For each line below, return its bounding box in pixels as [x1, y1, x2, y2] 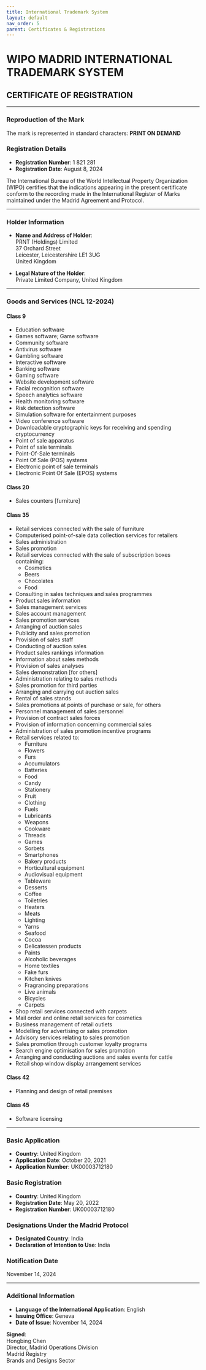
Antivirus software [15, 346, 62, 353]
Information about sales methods [15, 655, 99, 663]
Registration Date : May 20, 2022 [15, 1199, 99, 1206]
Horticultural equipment [24, 864, 85, 872]
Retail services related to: [15, 733, 80, 741]
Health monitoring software [15, 398, 85, 405]
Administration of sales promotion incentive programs [15, 727, 151, 734]
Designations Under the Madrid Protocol [6, 1221, 129, 1229]
